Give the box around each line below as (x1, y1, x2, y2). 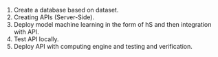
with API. (13, 27, 39, 36)
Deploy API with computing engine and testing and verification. (13, 43, 193, 50)
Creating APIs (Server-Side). (13, 13, 95, 21)
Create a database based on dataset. (13, 6, 119, 14)
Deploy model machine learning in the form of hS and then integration (13, 21, 212, 28)
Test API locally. (13, 35, 60, 43)
